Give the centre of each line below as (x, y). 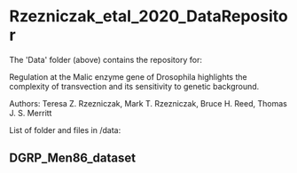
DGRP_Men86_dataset (72, 158)
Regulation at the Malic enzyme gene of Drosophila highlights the (128, 76)
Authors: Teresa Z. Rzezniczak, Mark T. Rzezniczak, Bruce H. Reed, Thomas (148, 103)
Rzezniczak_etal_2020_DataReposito (148, 16)
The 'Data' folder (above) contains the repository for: (106, 59)
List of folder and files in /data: (65, 130)
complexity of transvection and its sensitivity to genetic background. (134, 86)
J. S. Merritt (31, 113)
